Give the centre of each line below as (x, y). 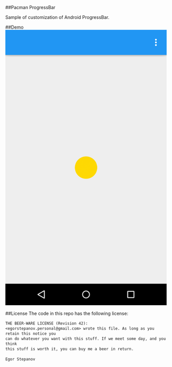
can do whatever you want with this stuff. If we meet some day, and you (86, 339)
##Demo (15, 27)
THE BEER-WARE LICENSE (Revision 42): (47, 323)
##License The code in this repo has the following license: (67, 313)
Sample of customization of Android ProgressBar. (57, 17)
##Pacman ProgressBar (30, 7)
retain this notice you (31, 334)
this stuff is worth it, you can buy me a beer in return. (70, 349)
